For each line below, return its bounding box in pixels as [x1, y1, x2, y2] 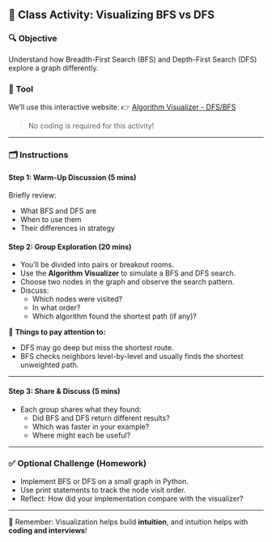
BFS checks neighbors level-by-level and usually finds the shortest [19, 352, 244, 361]
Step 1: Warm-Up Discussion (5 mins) [8, 172, 137, 182]
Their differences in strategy [19, 224, 116, 233]
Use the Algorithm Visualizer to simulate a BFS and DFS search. [19, 268, 236, 278]
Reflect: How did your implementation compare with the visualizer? [19, 494, 244, 503]
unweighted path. [19, 360, 79, 370]
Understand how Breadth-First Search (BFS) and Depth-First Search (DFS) [8, 54, 257, 64]
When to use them [19, 215, 83, 224]
